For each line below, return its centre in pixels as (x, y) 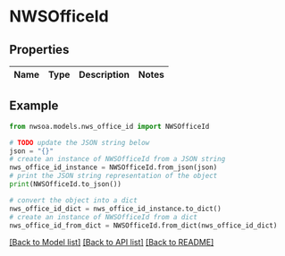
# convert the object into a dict (74, 200)
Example (34, 106)
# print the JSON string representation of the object (113, 176)
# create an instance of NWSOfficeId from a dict (104, 217)
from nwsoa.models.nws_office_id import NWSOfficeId (109, 126)
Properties (39, 50)
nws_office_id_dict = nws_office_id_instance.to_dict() (115, 209)
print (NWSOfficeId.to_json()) (66, 184)
